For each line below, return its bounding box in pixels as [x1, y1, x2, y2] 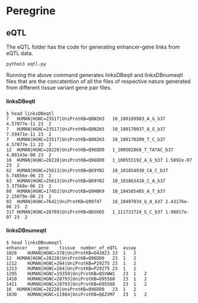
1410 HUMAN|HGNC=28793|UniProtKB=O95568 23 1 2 [6, 276, 147, 282]
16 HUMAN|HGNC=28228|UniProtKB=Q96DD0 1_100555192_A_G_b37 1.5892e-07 [6, 157, 193, 163]
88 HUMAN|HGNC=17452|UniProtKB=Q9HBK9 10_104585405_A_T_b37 [6, 188, 166, 195]
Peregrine [6, 4, 56, 18]
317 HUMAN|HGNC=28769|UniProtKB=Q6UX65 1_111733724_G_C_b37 [6, 209, 163, 215]
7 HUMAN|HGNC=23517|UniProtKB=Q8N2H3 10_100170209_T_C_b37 [6, 137, 166, 143]
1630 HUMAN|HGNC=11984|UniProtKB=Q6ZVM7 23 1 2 [6, 292, 147, 298]
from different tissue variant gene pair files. [6, 84, 112, 91]
